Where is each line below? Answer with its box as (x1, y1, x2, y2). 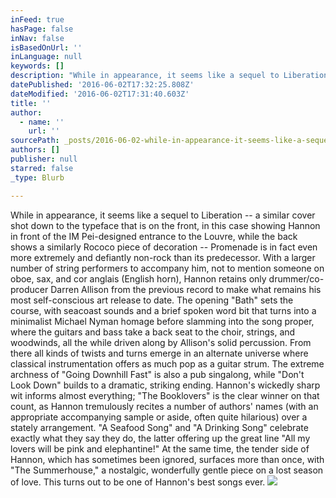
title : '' (10, 98, 52, 108)
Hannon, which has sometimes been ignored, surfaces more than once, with (10, 453, 325, 465)
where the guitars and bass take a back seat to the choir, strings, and (10, 326, 296, 338)
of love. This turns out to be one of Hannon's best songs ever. (10, 476, 266, 488)
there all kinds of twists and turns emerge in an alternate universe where (10, 347, 309, 359)
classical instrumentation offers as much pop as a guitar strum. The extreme (10, 357, 325, 370)
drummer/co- (268, 272, 325, 285)
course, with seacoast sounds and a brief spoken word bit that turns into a (10, 304, 317, 316)
